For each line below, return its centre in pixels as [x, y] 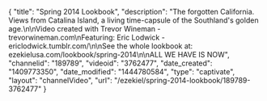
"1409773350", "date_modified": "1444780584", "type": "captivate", [122, 72]
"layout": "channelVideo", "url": [61, 80]
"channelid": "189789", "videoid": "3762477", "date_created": [110, 63]
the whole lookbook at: [155, 46]
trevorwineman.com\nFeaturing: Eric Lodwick [84, 37]
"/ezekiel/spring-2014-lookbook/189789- [182, 80]
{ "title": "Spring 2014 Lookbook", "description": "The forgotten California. [131, 12]
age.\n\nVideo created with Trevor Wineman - [85, 29]
